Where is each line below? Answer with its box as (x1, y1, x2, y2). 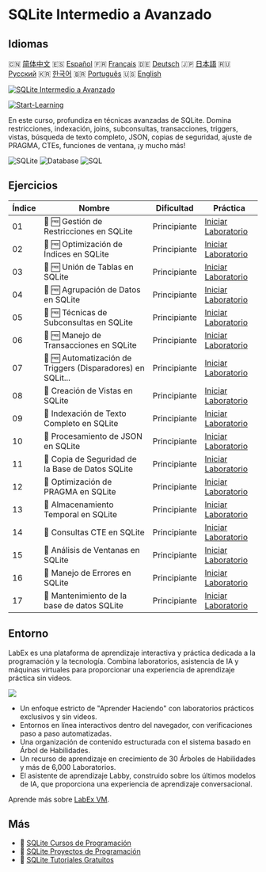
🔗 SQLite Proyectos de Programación (19, 847, 141, 856)
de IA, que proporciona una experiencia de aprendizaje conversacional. (19, 779, 253, 789)
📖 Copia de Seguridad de (43, 453, 137, 464)
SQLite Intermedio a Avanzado (8, 6, 212, 24)
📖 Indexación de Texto (43, 408, 127, 419)
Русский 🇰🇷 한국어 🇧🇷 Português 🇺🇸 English (8, 69, 162, 78)
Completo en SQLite (43, 417, 119, 428)
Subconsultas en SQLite (43, 317, 133, 328)
